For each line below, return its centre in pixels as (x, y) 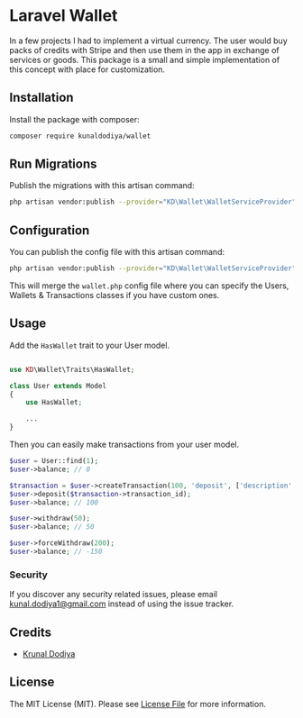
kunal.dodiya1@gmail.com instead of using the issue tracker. (122, 604)
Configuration (50, 230)
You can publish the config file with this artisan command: (117, 252)
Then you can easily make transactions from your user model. (124, 445)
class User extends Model (58, 386)
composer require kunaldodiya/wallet (80, 136)
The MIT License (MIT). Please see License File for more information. (138, 704)
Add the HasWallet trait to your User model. (89, 345)
